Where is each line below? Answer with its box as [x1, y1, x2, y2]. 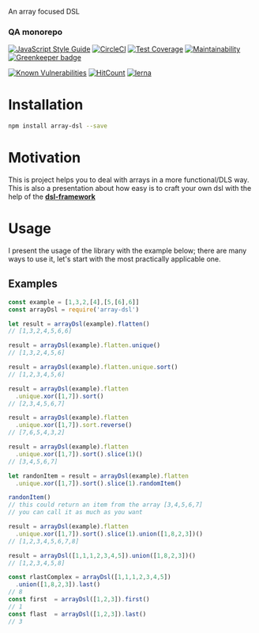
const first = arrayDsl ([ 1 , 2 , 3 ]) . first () [8, 596, 150, 604]
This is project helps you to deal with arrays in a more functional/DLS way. [8, 175, 250, 185]
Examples [8, 277, 58, 291]
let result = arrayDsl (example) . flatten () [8, 320, 150, 328]
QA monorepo [8, 26, 63, 37]
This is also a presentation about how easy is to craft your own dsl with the [8, 184, 252, 193]
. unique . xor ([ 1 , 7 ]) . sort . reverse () [15, 421, 133, 429]
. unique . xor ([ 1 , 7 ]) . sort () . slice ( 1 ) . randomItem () [15, 479, 182, 487]
